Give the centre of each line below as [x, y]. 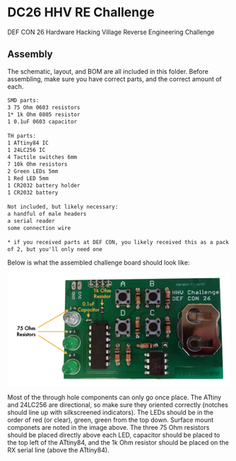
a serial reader [31, 221]
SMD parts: [23, 100]
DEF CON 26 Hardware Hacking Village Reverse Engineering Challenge [111, 32]
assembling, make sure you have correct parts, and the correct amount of [115, 79]
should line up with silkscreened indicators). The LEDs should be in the [111, 413]
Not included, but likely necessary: [63, 206]
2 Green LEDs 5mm [33, 171]
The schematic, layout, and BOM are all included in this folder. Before [108, 71]
